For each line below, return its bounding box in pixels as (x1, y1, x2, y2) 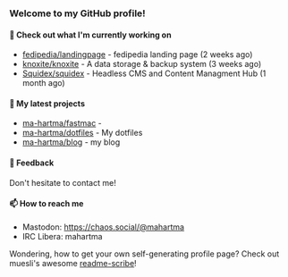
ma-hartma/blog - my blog (21, 137, 121, 147)
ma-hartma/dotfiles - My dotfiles (21, 128, 143, 138)
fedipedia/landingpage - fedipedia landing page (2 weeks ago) (21, 49, 253, 60)
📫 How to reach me (9, 198, 84, 209)
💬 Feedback (9, 157, 55, 168)
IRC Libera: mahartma (21, 231, 103, 241)
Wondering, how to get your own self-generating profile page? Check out (9, 248, 280, 259)
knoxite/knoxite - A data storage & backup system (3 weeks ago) (21, 59, 262, 70)
